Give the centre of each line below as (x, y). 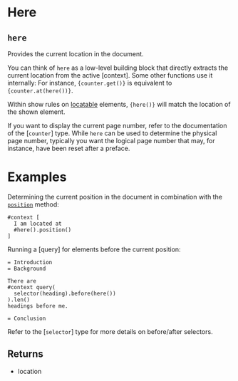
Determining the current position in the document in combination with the (115, 197)
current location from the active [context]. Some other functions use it (110, 75)
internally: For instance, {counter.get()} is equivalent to (90, 83)
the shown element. (36, 112)
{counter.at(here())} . (40, 90)
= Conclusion (27, 318)
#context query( (31, 287)
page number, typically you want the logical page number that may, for (111, 141)
